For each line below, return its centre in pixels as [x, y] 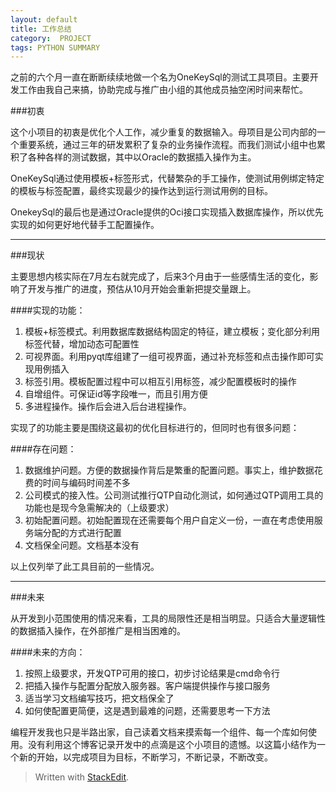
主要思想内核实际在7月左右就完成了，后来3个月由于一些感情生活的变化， [160, 277]
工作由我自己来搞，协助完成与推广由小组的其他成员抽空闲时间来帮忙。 [163, 90]
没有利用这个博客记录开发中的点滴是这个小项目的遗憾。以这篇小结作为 [172, 745]
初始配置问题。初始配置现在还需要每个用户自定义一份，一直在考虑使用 [169, 520]
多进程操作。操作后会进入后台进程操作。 [108, 407]
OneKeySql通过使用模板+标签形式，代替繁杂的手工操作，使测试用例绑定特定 [167, 178]
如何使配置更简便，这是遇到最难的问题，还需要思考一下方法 [147, 711]
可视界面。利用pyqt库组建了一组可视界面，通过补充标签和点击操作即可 [169, 357]
